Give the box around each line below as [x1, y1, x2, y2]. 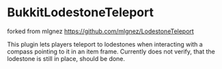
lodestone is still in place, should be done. [7, 54, 125, 62]
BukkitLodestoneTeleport [7, 5, 154, 20]
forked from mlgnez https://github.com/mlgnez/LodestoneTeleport [7, 27, 195, 35]
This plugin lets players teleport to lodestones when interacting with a [7, 40, 203, 48]
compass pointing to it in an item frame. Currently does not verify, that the [7, 47, 215, 55]
